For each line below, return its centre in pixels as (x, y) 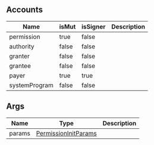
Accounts (25, 10)
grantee (20, 66)
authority (22, 46)
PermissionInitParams (66, 133)
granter (19, 56)
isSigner (93, 26)
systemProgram (31, 85)
